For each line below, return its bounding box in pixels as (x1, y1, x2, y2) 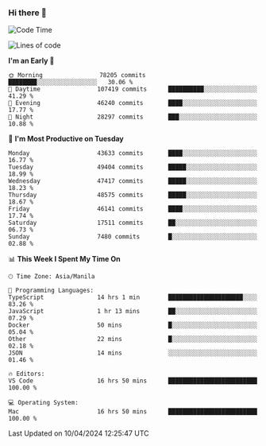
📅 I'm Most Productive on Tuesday (8, 134, 125, 144)
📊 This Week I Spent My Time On (8, 254, 121, 264)
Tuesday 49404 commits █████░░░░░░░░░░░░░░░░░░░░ (8, 163, 258, 172)
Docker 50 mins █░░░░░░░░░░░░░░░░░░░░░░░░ (8, 321, 258, 329)
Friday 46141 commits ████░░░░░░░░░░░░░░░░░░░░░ (8, 205, 258, 213)
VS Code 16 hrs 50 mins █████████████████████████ (8, 377, 258, 385)
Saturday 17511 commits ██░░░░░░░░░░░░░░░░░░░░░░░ (8, 219, 258, 227)
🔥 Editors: (8, 370, 45, 378)
